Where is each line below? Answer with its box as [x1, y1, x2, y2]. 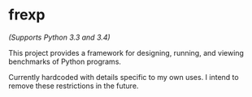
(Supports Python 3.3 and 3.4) [8, 32, 111, 42]
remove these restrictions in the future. [8, 81, 139, 91]
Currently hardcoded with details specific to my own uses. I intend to [8, 72, 239, 82]
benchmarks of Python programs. [8, 57, 122, 66]
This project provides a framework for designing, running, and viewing [8, 48, 244, 57]
